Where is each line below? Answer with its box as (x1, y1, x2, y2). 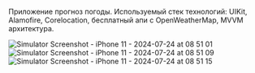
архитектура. (8, 24, 54, 33)
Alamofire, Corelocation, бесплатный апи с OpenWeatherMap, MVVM (8, 15, 244, 25)
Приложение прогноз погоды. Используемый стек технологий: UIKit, (8, 7, 248, 16)
